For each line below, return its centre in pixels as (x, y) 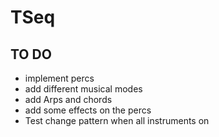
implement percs (59, 78)
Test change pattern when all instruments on (117, 120)
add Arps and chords (68, 99)
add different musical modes (83, 89)
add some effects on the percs (88, 110)
